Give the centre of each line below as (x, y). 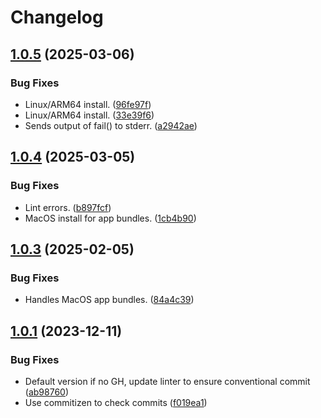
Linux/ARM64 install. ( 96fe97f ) (88, 104)
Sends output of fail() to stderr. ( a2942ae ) (111, 125)
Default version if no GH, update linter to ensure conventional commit (167, 381)
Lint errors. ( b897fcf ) (68, 207)
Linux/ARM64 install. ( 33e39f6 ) (89, 115)
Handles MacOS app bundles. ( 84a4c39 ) (109, 300)
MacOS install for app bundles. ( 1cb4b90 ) (110, 218)
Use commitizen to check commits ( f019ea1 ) (116, 402)
